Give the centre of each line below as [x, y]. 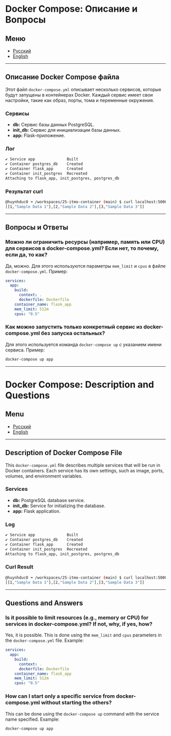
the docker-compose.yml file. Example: [45, 640]
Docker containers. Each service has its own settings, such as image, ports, [85, 470]
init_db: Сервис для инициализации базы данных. [67, 130]
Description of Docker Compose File [64, 453]
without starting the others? [76, 703]
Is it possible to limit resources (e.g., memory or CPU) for [77, 618]
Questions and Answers [44, 603]
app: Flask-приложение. [39, 135]
